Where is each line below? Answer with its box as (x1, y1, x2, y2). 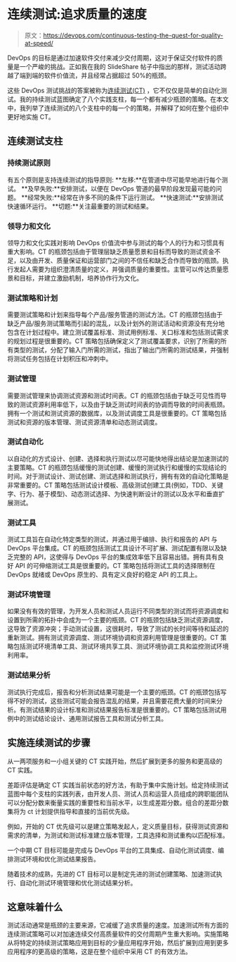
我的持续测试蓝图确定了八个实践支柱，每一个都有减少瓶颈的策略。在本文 (19, 94, 229, 103)
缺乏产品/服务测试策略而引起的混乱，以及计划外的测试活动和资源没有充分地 (7, 319, 225, 328)
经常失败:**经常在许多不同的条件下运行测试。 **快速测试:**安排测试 (27, 193, 224, 202)
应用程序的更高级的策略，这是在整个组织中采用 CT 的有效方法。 (7, 947, 192, 956)
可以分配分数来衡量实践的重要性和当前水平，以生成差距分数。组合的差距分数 (7, 798, 229, 807)
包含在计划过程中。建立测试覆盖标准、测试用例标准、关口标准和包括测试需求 (7, 328, 229, 337)
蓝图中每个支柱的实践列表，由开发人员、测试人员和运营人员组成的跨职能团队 (7, 789, 229, 798)
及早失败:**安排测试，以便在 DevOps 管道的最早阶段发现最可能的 (27, 184, 216, 192)
